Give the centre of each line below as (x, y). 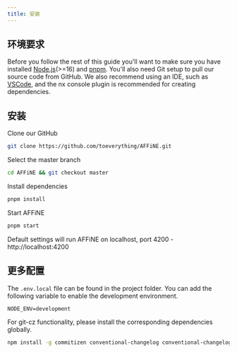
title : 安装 (24, 14)
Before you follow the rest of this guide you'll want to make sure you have (114, 62)
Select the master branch (44, 160)
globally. (20, 329)
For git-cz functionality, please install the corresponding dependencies (110, 322)
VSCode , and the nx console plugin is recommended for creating (102, 84)
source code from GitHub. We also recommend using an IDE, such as (108, 77)
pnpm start (23, 226)
